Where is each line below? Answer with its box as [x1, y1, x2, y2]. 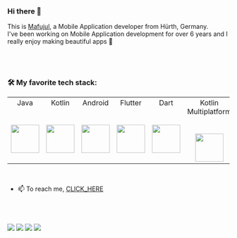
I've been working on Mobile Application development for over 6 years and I [7, 30, 228, 38]
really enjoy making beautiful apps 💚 [7, 37, 113, 46]
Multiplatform [187, 106, 231, 116]
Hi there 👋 [7, 6, 42, 16]
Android [82, 98, 109, 108]
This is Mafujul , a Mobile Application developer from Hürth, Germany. [7, 23, 209, 31]
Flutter [119, 98, 142, 108]
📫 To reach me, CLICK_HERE [17, 184, 104, 193]
